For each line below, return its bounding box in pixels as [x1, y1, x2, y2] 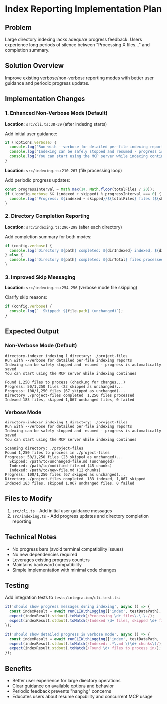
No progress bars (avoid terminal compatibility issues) [12, 546, 123, 552]
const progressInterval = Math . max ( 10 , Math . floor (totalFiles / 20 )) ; [5, 187, 155, 192]
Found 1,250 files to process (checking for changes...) [5, 380, 126, 385]
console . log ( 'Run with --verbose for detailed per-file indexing [9, 144, 148, 150]
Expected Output [5, 327, 59, 336]
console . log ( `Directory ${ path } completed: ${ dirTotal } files [9, 257, 141, 262]
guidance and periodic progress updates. [5, 80, 90, 86]
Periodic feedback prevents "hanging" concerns [12, 688, 112, 694]
